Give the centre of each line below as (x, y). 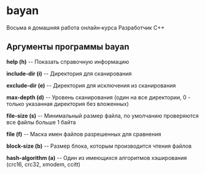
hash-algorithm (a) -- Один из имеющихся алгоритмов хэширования (97, 157)
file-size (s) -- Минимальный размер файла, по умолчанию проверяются (103, 115)
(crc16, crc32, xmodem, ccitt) (44, 164)
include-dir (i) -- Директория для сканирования (69, 74)
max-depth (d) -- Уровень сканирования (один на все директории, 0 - (99, 97)
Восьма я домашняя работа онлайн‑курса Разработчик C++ (86, 28)
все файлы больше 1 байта (41, 122)
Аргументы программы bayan (68, 47)
